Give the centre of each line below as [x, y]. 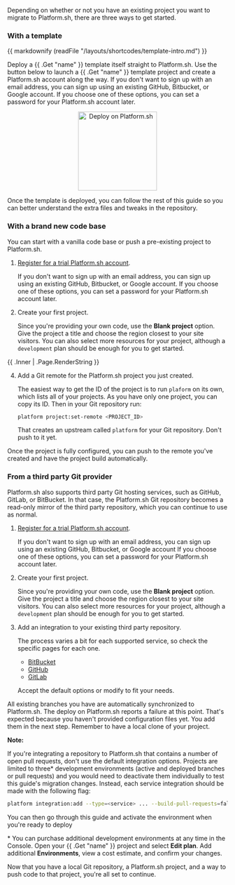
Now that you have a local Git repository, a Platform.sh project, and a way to [117, 867]
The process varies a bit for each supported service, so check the [113, 641]
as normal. [22, 514]
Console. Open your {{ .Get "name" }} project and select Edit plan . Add [109, 846]
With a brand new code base [57, 226]
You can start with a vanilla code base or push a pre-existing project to [109, 241]
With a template [35, 36]
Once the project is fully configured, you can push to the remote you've [110, 451]
